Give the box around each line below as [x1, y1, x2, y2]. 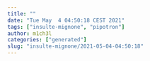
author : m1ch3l [7, 29, 52, 37]
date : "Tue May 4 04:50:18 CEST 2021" [7, 17, 125, 24]
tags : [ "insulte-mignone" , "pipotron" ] [7, 23, 125, 30]
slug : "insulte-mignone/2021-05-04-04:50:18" [7, 43, 144, 50]
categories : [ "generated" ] [7, 36, 87, 43]
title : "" [7, 10, 37, 18]
